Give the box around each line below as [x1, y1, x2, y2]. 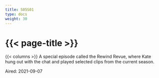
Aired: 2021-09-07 [5, 68, 43, 74]
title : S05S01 [5, 7, 34, 12]
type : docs [5, 12, 27, 17]
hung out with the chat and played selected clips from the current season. [5, 59, 155, 65]
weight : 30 [5, 16, 27, 21]
